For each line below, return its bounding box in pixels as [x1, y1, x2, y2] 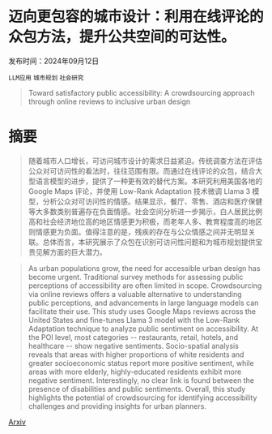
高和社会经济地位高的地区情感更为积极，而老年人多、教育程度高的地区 [28, 217, 263, 226]
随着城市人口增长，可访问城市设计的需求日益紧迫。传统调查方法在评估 [28, 156, 263, 165]
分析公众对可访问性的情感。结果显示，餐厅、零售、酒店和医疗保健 [42, 196, 263, 206]
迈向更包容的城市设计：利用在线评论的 [8, 7, 265, 26]
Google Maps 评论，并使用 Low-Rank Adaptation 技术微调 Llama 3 [28, 186, 251, 196]
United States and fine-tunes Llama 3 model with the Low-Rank [28, 315, 240, 324]
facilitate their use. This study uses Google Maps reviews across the [28, 306, 257, 316]
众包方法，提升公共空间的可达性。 [8, 28, 236, 46]
